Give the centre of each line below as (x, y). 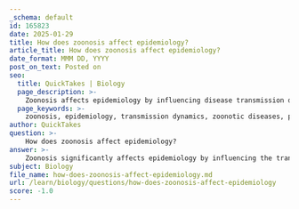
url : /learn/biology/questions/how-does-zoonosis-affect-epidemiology (143, 183)
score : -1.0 (31, 191)
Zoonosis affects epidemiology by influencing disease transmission (155, 100)
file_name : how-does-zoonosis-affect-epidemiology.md (111, 174)
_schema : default (41, 17)
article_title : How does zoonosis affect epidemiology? (115, 51)
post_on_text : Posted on (55, 68)
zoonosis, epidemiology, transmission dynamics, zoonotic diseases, (155, 117)
